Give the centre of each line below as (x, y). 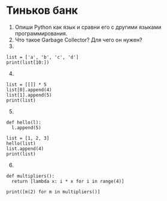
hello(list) (21, 143)
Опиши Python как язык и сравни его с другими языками (88, 27)
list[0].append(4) (29, 90)
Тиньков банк (42, 10)
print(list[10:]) (28, 62)
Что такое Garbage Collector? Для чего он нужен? (78, 40)
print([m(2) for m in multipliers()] (53, 192)
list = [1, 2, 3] (28, 138)
